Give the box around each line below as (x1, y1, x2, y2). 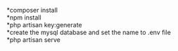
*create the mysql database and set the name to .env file (6, 28, 172, 36)
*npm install (6, 13, 42, 22)
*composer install (6, 6, 58, 14)
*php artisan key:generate (6, 21, 82, 29)
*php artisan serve (6, 36, 61, 44)
